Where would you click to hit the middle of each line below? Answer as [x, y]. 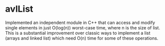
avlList [19, 9]
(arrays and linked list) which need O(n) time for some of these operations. [82, 38]
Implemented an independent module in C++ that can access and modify [80, 23]
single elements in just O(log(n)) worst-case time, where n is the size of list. [83, 27]
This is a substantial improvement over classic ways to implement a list [78, 33]
